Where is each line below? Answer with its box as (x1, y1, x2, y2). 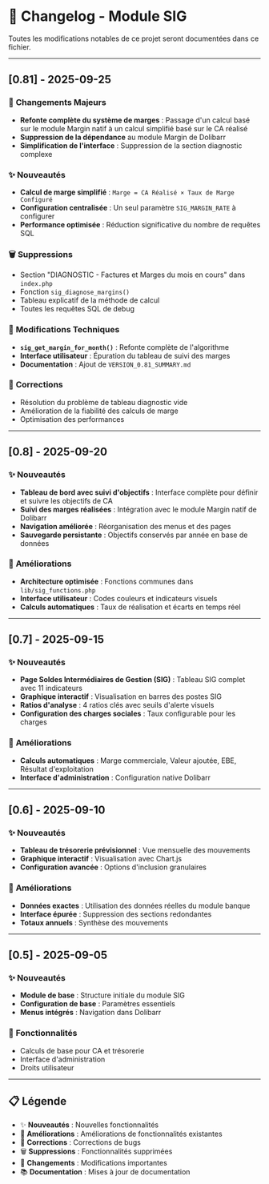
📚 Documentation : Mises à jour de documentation (19, 1166, 191, 1176)
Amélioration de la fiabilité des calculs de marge (19, 406, 179, 415)
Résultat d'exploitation (19, 764, 94, 773)
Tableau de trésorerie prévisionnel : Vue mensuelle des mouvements (19, 845, 251, 855)
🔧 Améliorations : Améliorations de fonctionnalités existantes (19, 1129, 223, 1138)
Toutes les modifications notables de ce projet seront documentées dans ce (8, 34, 259, 43)
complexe (19, 149, 53, 159)
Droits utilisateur (19, 1062, 74, 1072)
